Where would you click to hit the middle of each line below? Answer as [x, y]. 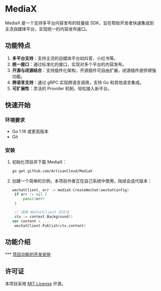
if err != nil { [31, 194]
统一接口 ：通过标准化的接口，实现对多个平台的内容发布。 [69, 64]
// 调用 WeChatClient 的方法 [42, 212]
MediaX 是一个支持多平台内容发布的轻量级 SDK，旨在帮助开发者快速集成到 [80, 23]
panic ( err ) [34, 199]
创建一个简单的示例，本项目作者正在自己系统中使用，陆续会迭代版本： [82, 181]
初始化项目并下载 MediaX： [39, 162]
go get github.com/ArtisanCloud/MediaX [52, 171]
